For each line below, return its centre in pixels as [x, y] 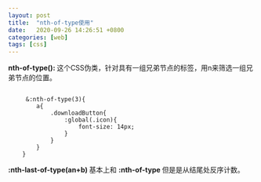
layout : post [29, 15]
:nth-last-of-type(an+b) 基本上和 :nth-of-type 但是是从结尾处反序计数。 [126, 170]
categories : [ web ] [38, 37]
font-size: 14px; [106, 127]
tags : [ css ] [27, 45]
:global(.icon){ [91, 120]
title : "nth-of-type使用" [51, 23]
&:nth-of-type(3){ [56, 100]
